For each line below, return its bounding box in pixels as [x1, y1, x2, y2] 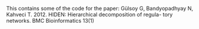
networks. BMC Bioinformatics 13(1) [6, 17, 95, 24]
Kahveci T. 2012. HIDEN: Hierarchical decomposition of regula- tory [6, 11, 173, 18]
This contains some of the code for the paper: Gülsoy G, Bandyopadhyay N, [6, 5, 194, 12]
